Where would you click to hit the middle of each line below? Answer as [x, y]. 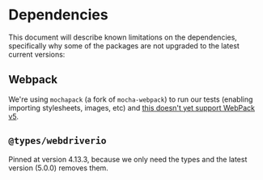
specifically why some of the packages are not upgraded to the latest [124, 45]
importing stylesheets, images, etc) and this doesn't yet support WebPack [132, 107]
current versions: [37, 54]
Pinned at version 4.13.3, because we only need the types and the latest [128, 159]
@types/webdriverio [57, 141]
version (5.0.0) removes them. [59, 168]
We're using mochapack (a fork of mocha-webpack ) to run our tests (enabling [131, 99]
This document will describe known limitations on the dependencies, [123, 37]
